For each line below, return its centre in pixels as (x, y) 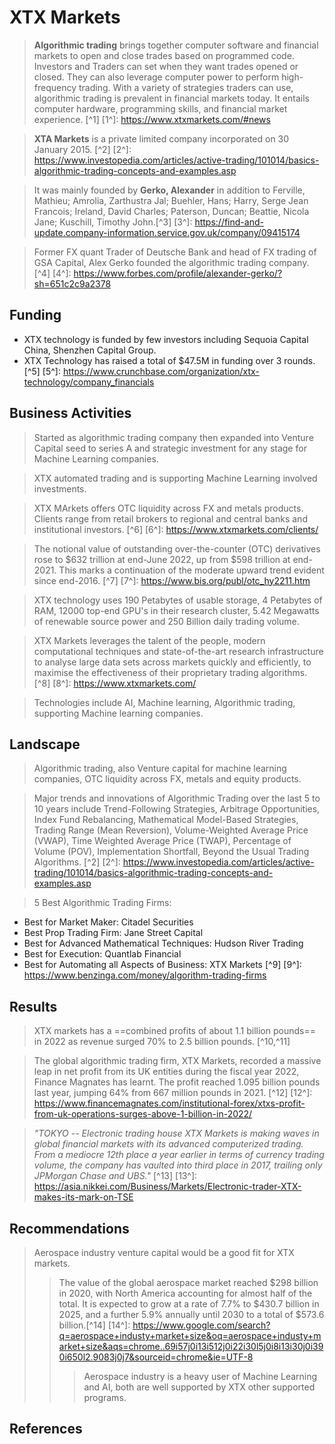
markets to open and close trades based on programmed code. (164, 55)
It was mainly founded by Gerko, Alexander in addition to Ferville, (169, 190)
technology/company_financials (89, 382)
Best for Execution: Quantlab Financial (102, 954)
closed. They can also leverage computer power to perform (156, 77)
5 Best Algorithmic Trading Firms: (102, 903)
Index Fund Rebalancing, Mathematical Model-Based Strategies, (166, 820)
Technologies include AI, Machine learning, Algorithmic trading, (164, 702)
